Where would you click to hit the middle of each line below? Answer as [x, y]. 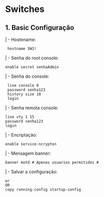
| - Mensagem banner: [28, 153]
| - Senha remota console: [32, 108]
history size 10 [24, 94]
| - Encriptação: [21, 135]
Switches [25, 9]
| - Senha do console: [27, 76]
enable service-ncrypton [31, 144]
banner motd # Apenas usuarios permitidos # [52, 163]
